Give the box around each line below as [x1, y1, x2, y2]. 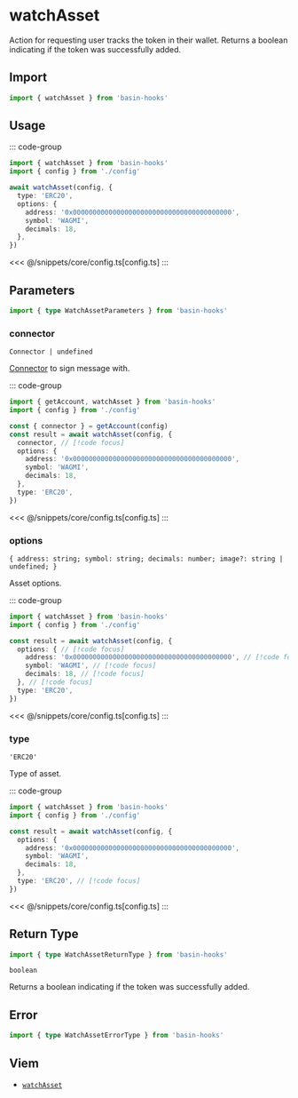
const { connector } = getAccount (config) [9, 421, 169, 431]
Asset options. [9, 577, 62, 588]
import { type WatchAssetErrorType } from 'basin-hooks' [9, 1031, 224, 1040]
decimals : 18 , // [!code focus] [25, 670, 145, 679]
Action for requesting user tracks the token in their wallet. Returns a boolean [9, 35, 288, 45]
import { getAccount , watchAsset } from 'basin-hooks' [9, 397, 216, 407]
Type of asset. [9, 768, 62, 779]
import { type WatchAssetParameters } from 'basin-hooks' [9, 306, 228, 315]
